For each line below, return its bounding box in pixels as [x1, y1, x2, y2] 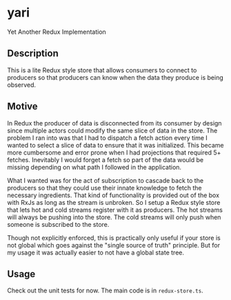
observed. [7, 81, 37, 89]
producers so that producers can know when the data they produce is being [7, 73, 224, 81]
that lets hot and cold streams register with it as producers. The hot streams [7, 206, 223, 214]
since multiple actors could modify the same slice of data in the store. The [7, 126, 218, 134]
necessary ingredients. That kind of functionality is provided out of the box [7, 191, 219, 199]
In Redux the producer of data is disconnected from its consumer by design [7, 119, 222, 127]
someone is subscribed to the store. [7, 220, 110, 228]
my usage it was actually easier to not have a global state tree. [7, 248, 185, 257]
